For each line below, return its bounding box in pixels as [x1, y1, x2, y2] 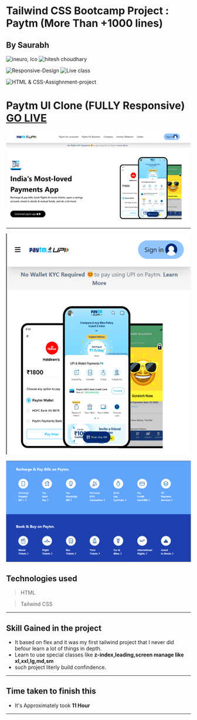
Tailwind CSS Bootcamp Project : [6, 4, 169, 18]
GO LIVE [6, 112, 47, 125]
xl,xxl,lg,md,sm [14, 658, 54, 665]
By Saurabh [6, 40, 50, 50]
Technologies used [6, 574, 77, 584]
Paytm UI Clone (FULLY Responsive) [6, 99, 185, 112]
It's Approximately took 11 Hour [14, 702, 90, 709]
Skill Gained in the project [6, 623, 101, 633]
